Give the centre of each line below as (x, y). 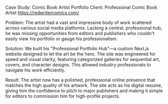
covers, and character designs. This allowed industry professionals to (78, 65)
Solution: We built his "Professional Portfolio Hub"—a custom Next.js (77, 48)
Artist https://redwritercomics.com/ (42, 13)
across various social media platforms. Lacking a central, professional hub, (84, 28)
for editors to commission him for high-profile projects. (63, 96)
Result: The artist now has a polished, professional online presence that (80, 80)
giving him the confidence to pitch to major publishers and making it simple (84, 91)
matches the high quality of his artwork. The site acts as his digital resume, (84, 85)
